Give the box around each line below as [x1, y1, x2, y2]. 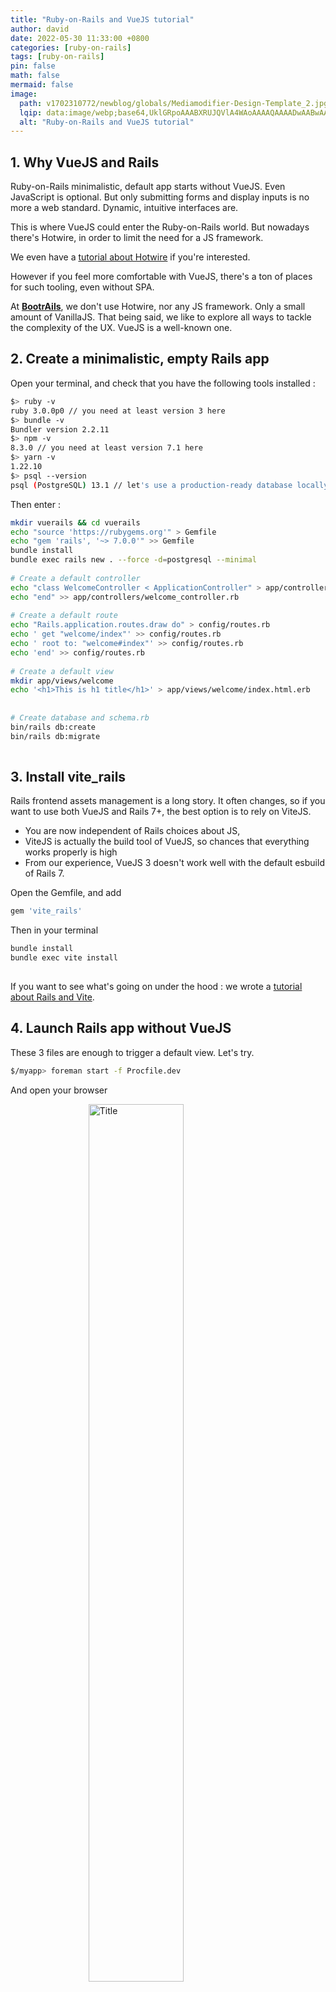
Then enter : [10, 498, 61, 510]
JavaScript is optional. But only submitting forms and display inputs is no [10, 191, 310, 203]
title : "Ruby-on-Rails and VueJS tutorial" [10, 14, 195, 25]
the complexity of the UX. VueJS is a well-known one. [10, 322, 233, 334]
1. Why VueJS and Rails [10, 154, 160, 171]
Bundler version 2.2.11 [10, 424, 110, 435]
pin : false [10, 61, 56, 71]
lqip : [19, 107, 43, 118]
